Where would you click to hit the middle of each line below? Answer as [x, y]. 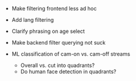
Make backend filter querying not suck [59, 43]
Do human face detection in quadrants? [68, 72]
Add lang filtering [33, 20]
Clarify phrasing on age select [48, 31]
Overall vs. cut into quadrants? [58, 65]
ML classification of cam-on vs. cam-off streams [71, 54]
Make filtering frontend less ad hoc [54, 9]
